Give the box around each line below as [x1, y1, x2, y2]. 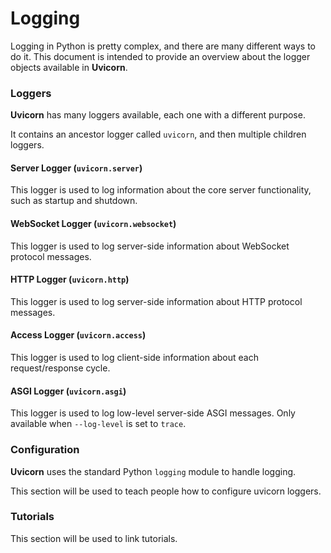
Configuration [10, 443, 80, 457]
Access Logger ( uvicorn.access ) [10, 329, 147, 341]
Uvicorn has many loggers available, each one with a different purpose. [10, 109, 306, 121]
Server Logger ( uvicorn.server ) [10, 162, 143, 174]
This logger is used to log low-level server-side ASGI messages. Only [10, 407, 296, 419]
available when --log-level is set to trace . [10, 418, 187, 430]
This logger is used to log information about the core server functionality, [10, 184, 312, 196]
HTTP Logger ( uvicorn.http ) [10, 273, 130, 286]
